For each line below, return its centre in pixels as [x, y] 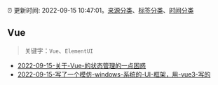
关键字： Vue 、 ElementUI [59, 51]
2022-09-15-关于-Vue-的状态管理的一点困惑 [82, 65]
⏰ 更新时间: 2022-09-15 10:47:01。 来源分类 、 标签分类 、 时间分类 [101, 10]
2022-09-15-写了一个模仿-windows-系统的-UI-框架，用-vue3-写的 [114, 74]
